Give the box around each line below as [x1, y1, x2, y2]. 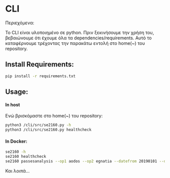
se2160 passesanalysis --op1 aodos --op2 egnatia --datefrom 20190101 [5, 158, 157, 164]
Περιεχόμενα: [5, 20, 34, 26]
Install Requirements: [5, 60, 74, 69]
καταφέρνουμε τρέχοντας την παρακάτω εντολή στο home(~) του [5, 40, 145, 46]
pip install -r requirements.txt [5, 74, 76, 79]
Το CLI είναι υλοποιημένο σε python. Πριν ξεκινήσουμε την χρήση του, [5, 29, 154, 35]
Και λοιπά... [5, 167, 30, 174]
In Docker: [5, 138, 28, 144]
